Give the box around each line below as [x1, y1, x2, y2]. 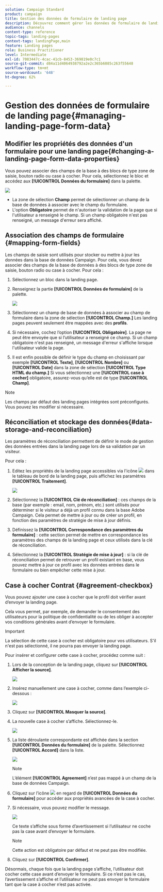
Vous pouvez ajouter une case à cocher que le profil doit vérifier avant [5, 594, 146, 600]
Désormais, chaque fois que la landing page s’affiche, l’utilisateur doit [5, 866, 144, 872]
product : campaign [5, 12, 42, 16]
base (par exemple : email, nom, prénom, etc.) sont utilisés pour [12, 502, 140, 508]
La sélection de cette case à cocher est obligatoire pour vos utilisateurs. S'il [5, 638, 156, 644]
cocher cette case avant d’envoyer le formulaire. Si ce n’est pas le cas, [5, 871, 146, 877]
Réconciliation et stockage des [5, 418, 100, 426]
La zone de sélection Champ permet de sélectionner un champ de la [12, 196, 149, 202]
